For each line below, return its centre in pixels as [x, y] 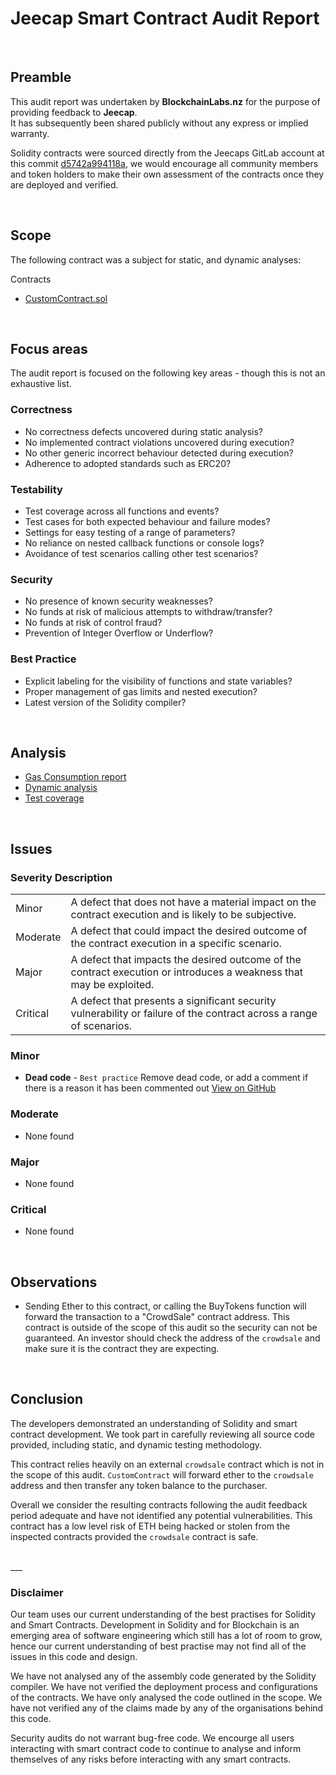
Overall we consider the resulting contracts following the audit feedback [159, 1504]
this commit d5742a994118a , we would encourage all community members [164, 163]
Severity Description [61, 877]
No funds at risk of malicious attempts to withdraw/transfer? [148, 612]
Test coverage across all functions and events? [122, 511]
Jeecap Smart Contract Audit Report [165, 18]
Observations [54, 1282]
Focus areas [49, 348]
